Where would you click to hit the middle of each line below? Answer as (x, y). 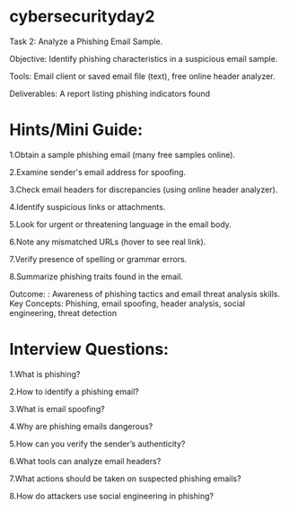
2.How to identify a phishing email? (74, 391)
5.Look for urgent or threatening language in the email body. (120, 224)
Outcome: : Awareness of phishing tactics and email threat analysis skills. (145, 294)
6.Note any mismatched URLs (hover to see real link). (108, 242)
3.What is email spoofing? (57, 409)
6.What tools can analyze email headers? (85, 461)
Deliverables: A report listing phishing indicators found (110, 93)
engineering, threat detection (63, 312)
